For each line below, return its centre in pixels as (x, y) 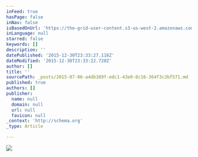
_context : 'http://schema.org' (44, 121)
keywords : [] (22, 45)
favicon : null (29, 115)
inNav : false (22, 22)
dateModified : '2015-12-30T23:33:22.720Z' (59, 61)
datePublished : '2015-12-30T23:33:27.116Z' (60, 55)
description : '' (26, 50)
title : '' (18, 72)
